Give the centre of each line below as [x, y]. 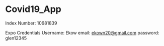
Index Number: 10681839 [31, 23]
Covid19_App [33, 9]
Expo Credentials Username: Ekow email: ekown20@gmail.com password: [82, 32]
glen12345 [16, 38]
